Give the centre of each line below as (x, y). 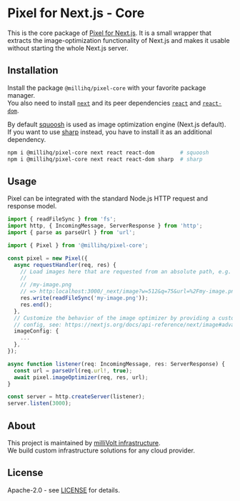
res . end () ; (36, 305)
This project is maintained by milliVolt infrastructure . (84, 443)
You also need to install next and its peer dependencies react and (104, 103)
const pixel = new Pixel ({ (47, 258)
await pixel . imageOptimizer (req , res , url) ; (81, 377)
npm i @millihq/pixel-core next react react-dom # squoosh (108, 152)
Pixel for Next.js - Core (76, 13)
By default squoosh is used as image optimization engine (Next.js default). (117, 124)
